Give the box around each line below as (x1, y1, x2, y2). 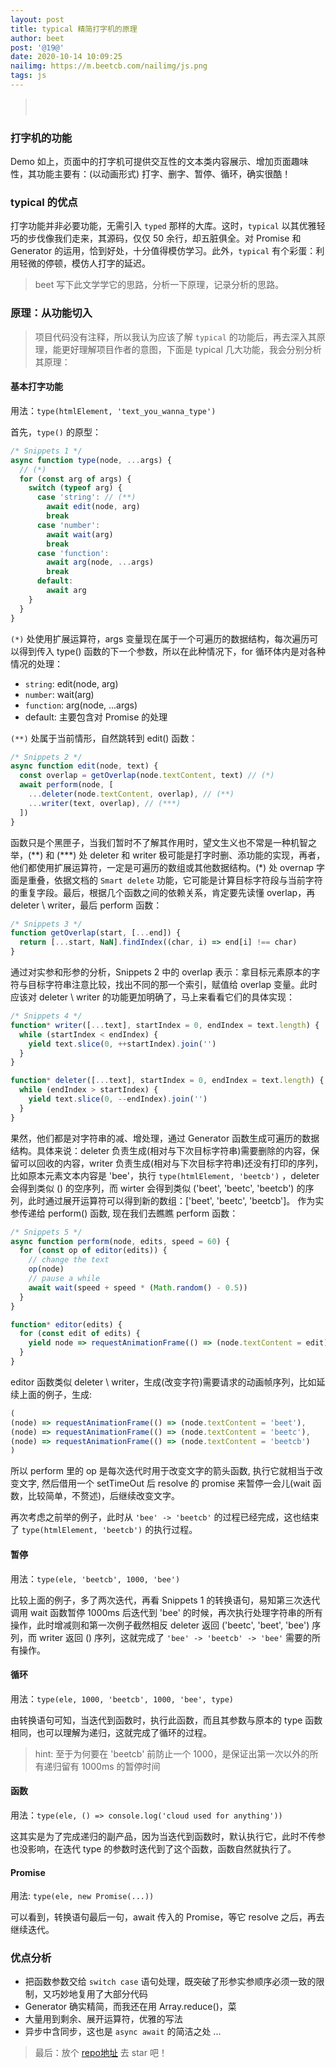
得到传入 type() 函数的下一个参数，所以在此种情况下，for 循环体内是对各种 (18, 645, 326, 657)
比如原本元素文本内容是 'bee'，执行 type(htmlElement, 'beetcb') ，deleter (10, 1169, 320, 1181)
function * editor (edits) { (10, 1319, 123, 1330)
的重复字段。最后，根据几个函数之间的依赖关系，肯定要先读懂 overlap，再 (10, 886, 316, 898)
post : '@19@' (10, 42, 65, 53)
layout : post (10, 14, 65, 25)
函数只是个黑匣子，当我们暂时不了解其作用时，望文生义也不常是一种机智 (10, 836, 308, 848)
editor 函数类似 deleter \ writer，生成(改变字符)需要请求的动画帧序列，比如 (10, 1376, 317, 1388)
